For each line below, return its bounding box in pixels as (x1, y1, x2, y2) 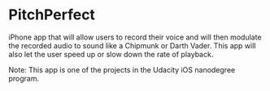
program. (8, 73, 40, 83)
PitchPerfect (8, 6, 96, 24)
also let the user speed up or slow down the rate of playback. (8, 49, 214, 59)
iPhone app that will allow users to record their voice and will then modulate (8, 32, 262, 42)
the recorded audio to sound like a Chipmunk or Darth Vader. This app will (8, 40, 256, 50)
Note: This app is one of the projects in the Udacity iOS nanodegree (8, 64, 236, 74)
